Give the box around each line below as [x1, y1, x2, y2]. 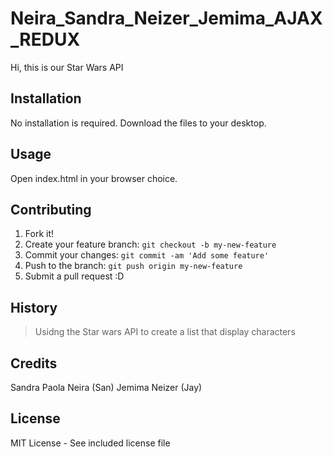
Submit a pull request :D [24, 270, 125, 282]
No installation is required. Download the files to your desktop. [10, 117, 267, 129]
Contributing [10, 201, 92, 218]
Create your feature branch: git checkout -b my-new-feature [24, 238, 277, 251]
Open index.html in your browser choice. [10, 172, 178, 184]
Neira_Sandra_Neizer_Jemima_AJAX [10, 7, 323, 30]
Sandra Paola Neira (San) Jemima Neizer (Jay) [10, 382, 203, 393]
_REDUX [10, 28, 81, 51]
